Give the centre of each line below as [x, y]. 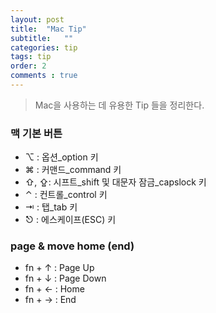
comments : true [44, 76]
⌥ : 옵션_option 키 [61, 157]
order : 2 [28, 66]
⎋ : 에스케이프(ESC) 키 [70, 220]
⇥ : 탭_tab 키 [51, 207]
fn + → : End [50, 300]
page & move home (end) [72, 246]
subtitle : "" [42, 38]
